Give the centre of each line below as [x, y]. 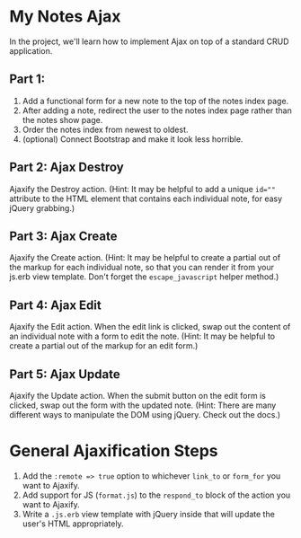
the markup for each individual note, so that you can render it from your [142, 268]
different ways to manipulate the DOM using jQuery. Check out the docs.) [145, 415]
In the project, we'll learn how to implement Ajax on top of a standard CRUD [149, 41]
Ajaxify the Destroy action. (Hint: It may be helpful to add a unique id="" [142, 189]
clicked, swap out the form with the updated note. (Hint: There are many [143, 405]
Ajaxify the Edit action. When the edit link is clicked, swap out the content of [150, 327]
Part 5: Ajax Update [65, 374]
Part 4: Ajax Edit [55, 305]
